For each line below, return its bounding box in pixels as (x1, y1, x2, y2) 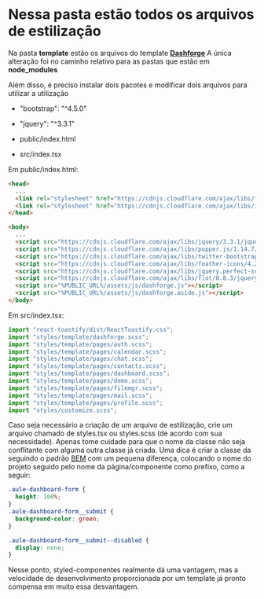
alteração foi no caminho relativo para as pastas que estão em (8, 57, 210, 66)
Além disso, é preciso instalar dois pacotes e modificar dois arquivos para (8, 80, 247, 90)
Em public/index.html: (8, 164, 79, 174)
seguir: (8, 470, 31, 480)
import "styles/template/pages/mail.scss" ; (8, 391, 153, 399)
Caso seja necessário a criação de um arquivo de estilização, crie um (8, 421, 233, 430)
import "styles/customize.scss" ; (8, 406, 118, 414)
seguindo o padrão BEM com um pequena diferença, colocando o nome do (8, 454, 251, 463)
